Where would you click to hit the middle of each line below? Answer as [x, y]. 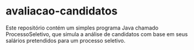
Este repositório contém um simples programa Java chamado [82, 28]
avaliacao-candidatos [62, 11]
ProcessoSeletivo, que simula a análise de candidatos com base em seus [97, 34]
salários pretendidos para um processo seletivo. [66, 40]
